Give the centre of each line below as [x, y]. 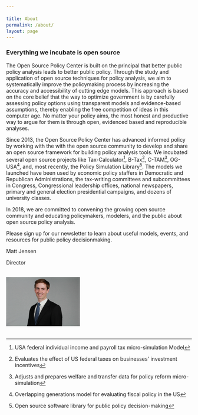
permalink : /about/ [30, 25]
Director [16, 262]
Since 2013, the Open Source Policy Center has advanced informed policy [96, 139]
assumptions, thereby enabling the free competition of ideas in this [88, 109]
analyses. [18, 128]
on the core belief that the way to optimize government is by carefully [90, 97]
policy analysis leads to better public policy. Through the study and [88, 71]
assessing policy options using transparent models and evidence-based [93, 103]
